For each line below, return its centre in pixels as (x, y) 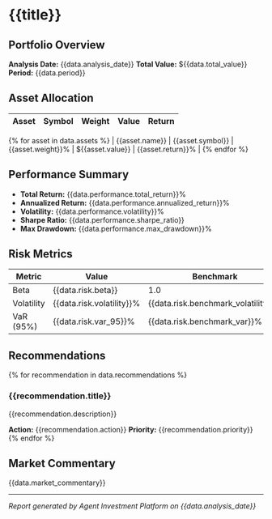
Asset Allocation (51, 98)
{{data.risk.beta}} (85, 291)
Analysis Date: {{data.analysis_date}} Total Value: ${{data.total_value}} (128, 64)
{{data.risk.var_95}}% (94, 321)
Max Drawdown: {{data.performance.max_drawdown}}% (116, 228)
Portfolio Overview (57, 45)
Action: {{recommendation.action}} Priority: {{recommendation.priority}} (131, 429)
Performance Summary (69, 174)
